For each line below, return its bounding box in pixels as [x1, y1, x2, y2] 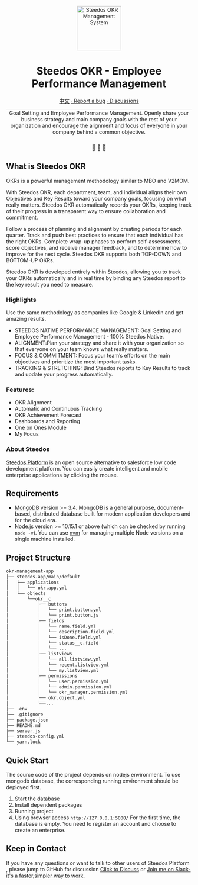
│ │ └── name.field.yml [6, 623, 96, 629]
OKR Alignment [14, 399, 52, 406]
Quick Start [6, 755, 49, 765]
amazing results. [6, 315, 47, 322]
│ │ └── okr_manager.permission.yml [6, 690, 128, 696]
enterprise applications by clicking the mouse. [6, 471, 118, 478]
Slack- [175, 865, 191, 873]
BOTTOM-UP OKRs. [6, 256, 55, 263]
